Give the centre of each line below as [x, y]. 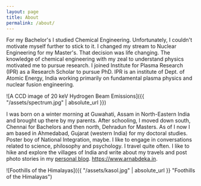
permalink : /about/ [31, 23]
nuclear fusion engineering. [40, 85]
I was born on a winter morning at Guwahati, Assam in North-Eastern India [98, 114]
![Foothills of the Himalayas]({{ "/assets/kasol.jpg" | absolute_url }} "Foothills [101, 170]
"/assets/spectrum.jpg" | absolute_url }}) [56, 103]
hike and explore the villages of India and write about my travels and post [97, 152]
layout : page [22, 12]
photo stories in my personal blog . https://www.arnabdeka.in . [82, 159]
